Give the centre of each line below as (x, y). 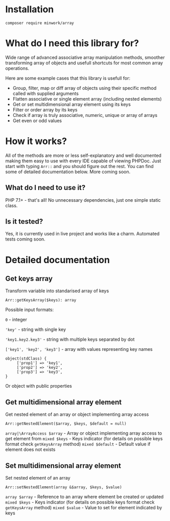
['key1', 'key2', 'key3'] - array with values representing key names (79, 349)
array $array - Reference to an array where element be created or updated (84, 497)
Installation (30, 9)
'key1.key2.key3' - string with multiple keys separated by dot (70, 339)
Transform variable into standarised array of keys (57, 291)
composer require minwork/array (40, 23)
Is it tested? (24, 221)
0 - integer (16, 320)
